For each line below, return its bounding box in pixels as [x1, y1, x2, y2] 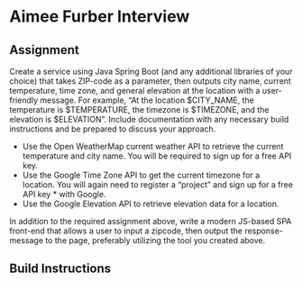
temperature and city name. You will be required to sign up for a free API [22, 150, 292, 161]
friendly [9, 95, 39, 105]
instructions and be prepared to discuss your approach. [9, 123, 216, 134]
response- [244, 225, 284, 236]
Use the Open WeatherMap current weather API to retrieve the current [22, 141, 284, 151]
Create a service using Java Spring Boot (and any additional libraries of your [9, 66, 293, 77]
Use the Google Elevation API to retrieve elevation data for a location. [22, 198, 279, 209]
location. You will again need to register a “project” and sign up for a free [22, 179, 293, 190]
